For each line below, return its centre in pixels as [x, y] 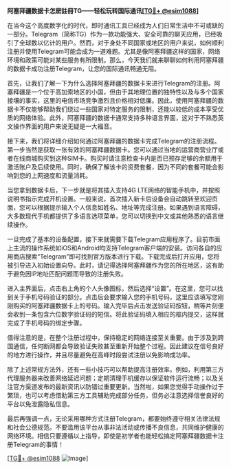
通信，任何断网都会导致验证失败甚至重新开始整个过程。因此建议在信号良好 [118, 346]
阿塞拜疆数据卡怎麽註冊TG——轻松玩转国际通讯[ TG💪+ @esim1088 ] [103, 11]
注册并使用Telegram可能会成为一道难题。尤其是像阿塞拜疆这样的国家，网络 [114, 51]
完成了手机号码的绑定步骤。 [46, 323]
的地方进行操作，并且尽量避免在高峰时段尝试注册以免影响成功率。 [100, 355]
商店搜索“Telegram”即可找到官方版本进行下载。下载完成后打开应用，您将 [116, 257]
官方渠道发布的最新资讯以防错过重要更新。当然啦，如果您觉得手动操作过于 [118, 387]
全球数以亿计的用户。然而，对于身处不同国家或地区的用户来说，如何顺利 [121, 43]
